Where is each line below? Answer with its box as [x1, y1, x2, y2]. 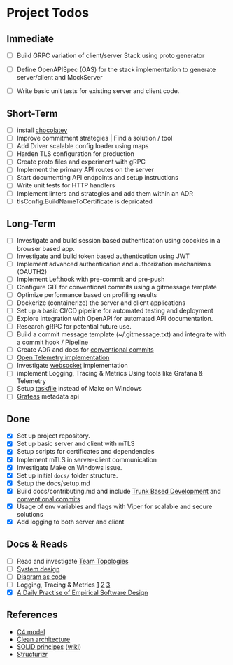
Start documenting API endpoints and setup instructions [16, 173, 179, 182]
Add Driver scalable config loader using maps [16, 142, 149, 150]
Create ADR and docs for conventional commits [16, 345, 155, 354]
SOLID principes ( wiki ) [16, 642, 82, 651]
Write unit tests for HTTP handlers [16, 181, 115, 190]
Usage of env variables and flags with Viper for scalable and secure [16, 502, 213, 510]
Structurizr [16, 650, 48, 658]
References [6, 609, 58, 621]
